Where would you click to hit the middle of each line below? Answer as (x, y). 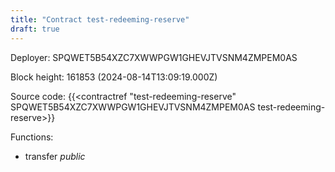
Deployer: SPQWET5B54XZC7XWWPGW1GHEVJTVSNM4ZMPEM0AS (154, 57)
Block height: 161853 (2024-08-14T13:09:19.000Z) (114, 77)
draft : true (35, 29)
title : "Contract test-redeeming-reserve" (100, 19)
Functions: (32, 137)
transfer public (55, 156)
